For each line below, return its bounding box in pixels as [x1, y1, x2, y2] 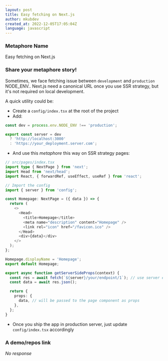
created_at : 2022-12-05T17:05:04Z [5, 21, 77, 27]
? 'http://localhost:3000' [9, 136, 66, 142]
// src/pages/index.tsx [5, 160, 55, 165]
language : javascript [5, 26, 50, 31]
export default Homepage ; [5, 261, 59, 266]
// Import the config [5, 183, 50, 188]
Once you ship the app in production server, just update [12, 321, 127, 327]
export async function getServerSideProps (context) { [5, 270, 120, 275]
